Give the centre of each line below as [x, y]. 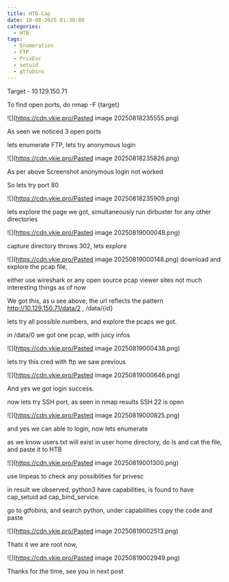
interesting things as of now [47, 287]
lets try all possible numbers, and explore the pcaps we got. [92, 321]
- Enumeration [33, 46]
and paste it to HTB [34, 449]
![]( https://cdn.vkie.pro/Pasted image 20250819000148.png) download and [114, 259]
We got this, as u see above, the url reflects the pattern [85, 301]
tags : [15, 39]
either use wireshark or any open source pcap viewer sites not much [104, 280]
